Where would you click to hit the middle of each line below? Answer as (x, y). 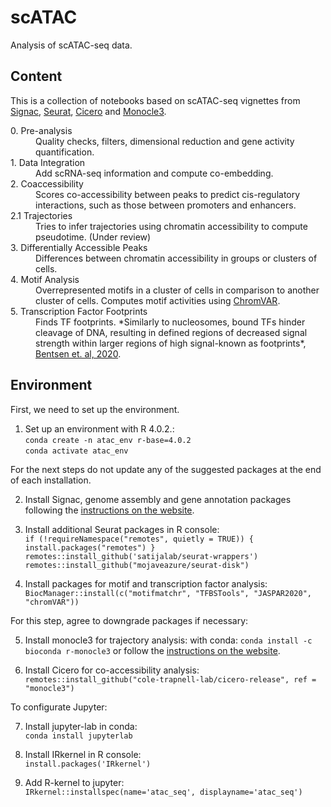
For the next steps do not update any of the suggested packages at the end (166, 469)
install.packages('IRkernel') (88, 764)
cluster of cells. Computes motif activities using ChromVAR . (158, 300)
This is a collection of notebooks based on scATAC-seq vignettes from (155, 100)
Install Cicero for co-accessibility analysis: (112, 670)
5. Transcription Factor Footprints (79, 311)
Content (36, 76)
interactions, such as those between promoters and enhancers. (166, 205)
